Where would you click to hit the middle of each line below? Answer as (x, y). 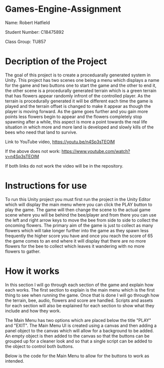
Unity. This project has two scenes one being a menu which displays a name (82, 80)
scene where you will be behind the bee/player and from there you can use (81, 215)
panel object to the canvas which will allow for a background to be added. (80, 331)
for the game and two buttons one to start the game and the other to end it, (81, 85)
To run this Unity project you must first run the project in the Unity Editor (78, 199)
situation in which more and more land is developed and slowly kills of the (80, 127)
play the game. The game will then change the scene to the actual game (78, 210)
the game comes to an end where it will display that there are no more (75, 241)
